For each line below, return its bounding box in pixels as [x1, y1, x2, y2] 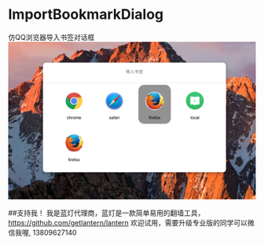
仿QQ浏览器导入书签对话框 [8, 32, 95, 42]
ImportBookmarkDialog [8, 5, 164, 24]
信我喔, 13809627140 [8, 228, 77, 237]
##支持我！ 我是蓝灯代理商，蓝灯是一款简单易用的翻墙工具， [8, 208, 205, 218]
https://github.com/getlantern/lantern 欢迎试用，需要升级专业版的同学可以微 [8, 218, 255, 227]
